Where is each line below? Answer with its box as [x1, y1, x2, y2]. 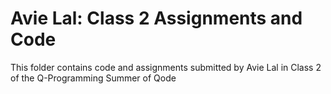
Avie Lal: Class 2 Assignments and [10, 7, 303, 30]
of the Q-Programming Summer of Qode [10, 72, 177, 84]
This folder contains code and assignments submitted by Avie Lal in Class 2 [10, 61, 322, 73]
